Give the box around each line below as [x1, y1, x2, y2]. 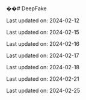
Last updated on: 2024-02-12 [6, 17, 79, 24]
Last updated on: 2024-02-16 [6, 40, 80, 47]
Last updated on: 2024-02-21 [6, 75, 79, 83]
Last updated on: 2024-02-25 [6, 87, 81, 94]
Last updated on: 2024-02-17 [6, 52, 79, 59]
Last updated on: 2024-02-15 [6, 29, 79, 36]
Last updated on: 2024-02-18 [6, 64, 80, 70]
